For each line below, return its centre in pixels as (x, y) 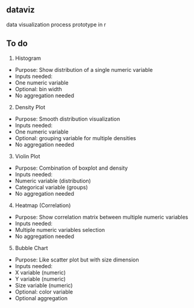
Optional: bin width (38, 89)
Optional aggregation (41, 298)
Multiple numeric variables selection (60, 229)
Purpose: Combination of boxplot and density (71, 168)
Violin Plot (27, 156)
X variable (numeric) (40, 272)
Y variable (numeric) (40, 279)
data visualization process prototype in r (56, 24)
